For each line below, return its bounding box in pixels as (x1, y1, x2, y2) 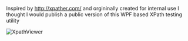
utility (6, 17, 19, 24)
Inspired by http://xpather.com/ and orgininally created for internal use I (6, 5, 179, 12)
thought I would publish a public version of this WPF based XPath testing (6, 11, 183, 18)
